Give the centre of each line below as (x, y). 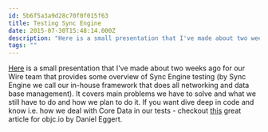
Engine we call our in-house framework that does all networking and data (129, 86)
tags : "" (23, 46)
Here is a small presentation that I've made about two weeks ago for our (127, 68)
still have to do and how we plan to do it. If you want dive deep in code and (131, 102)
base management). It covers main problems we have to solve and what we (132, 94)
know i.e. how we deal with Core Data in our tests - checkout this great (125, 111)
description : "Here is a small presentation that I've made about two (128, 38)
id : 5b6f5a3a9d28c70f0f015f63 (59, 16)
